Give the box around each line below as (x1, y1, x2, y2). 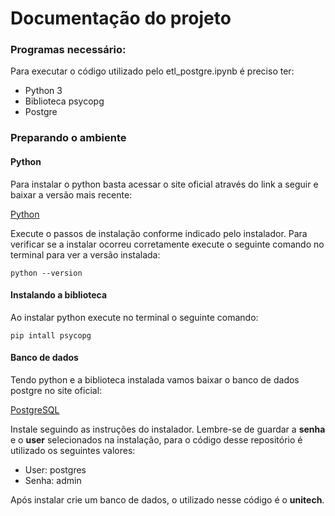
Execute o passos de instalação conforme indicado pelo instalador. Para (10, 227, 308, 239)
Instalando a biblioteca (10, 289, 108, 301)
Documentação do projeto (10, 7, 232, 30)
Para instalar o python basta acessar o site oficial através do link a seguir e (10, 178, 319, 190)
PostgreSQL (10, 404, 60, 416)
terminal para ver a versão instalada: (10, 248, 161, 261)
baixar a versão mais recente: (10, 188, 133, 201)
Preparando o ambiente (10, 131, 127, 145)
